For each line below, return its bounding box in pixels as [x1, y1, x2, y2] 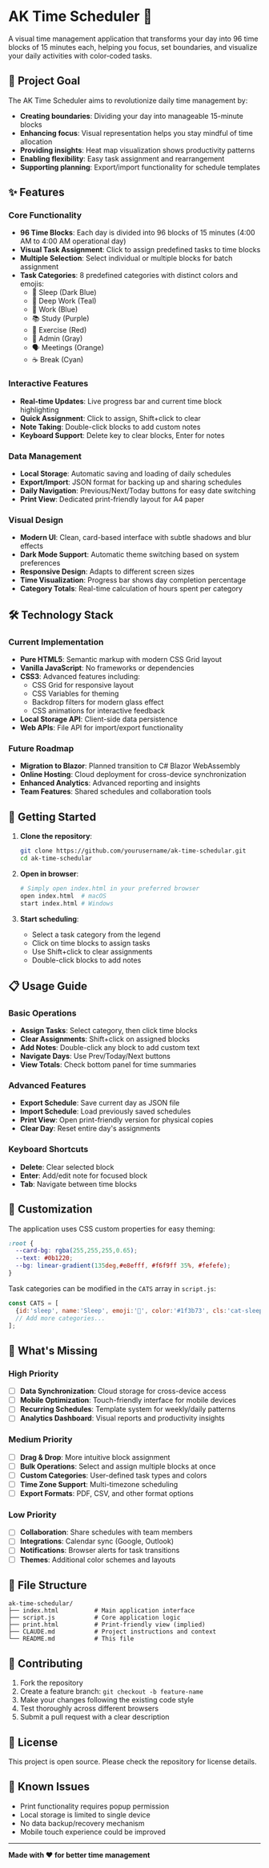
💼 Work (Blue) [31, 305, 78, 314]
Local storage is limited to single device [19, 1809, 151, 1819]
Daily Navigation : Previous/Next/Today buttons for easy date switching [19, 486, 256, 496]
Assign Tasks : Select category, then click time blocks [19, 1026, 198, 1036]
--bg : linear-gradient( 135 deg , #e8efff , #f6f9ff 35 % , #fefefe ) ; [15, 1261, 231, 1270]
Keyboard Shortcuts [8, 1144, 89, 1155]
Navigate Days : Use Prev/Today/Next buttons [19, 1052, 171, 1061]
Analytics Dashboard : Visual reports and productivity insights [19, 1413, 226, 1423]
